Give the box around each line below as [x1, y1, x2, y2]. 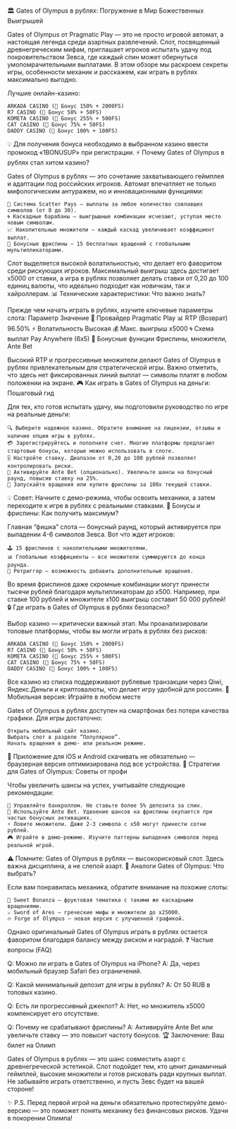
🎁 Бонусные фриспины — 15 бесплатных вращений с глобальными [7, 240, 191, 247]
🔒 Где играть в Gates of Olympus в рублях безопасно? [7, 603, 170, 611]
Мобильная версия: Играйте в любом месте [7, 692, 141, 701]
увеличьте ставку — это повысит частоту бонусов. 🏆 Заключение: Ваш [7, 1031, 225, 1039]
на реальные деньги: [7, 410, 70, 418]
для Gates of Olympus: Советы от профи [7, 767, 128, 776]
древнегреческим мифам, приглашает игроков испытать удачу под [7, 45, 212, 54]
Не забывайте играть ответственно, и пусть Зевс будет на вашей [7, 1077, 204, 1085]
